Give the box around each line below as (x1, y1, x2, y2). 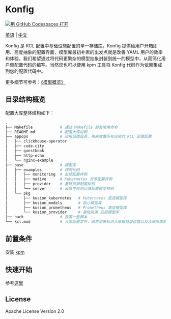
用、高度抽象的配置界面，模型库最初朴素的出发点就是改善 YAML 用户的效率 (5, 49, 163, 55)
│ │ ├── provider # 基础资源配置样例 (5, 182, 95, 187)
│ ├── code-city (5, 143, 44, 149)
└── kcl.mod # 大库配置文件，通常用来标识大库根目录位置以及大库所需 (5, 219, 163, 224)
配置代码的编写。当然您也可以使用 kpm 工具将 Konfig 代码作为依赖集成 (14, 62, 162, 68)
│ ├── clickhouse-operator (5, 139, 67, 144)
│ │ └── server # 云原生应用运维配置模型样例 (5, 186, 114, 191)
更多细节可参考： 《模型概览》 (5, 79, 66, 85)
